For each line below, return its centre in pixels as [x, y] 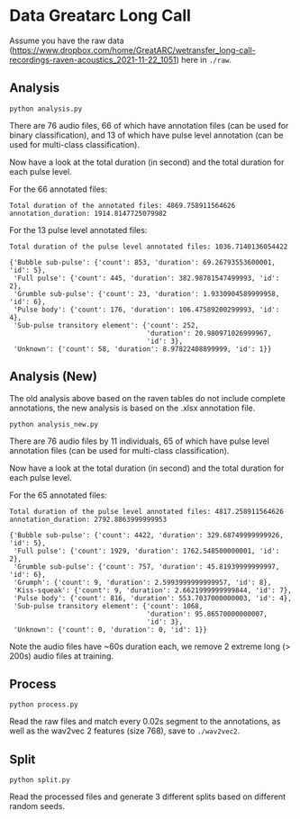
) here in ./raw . [204, 59]
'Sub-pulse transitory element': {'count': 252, [106, 325]
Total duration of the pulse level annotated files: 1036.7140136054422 [149, 247]
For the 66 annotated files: [59, 189]
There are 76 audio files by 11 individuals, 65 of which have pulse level [140, 441]
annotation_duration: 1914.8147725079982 [88, 213]
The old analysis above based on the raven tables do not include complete [147, 398]
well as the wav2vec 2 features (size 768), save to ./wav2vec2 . [125, 731]
